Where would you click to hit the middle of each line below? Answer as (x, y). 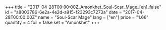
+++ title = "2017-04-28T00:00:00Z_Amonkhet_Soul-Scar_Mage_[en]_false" (83, 7)
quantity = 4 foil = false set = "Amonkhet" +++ (53, 22)
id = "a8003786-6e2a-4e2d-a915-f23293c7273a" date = (64, 12)
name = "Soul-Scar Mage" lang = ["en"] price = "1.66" (93, 17)
